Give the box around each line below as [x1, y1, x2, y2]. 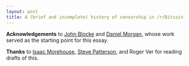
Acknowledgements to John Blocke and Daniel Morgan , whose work [6, 30, 175, 37]
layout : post [6, 8, 38, 15]
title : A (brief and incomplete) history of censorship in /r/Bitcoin [6, 14, 184, 20]
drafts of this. [6, 54, 39, 61]
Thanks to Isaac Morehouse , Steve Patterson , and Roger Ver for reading [6, 48, 182, 55]
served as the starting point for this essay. [6, 37, 109, 44]
